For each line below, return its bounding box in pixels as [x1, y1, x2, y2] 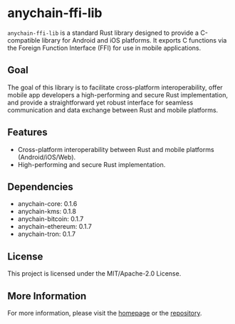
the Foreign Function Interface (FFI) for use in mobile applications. [7, 43, 202, 52]
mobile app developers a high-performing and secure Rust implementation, [7, 90, 228, 99]
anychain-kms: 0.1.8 [17, 207, 77, 216]
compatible [7, 36, 41, 44]
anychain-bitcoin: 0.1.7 [17, 215, 84, 223]
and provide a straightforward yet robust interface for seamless [7, 98, 194, 107]
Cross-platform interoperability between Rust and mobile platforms [17, 145, 215, 153]
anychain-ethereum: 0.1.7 [17, 222, 93, 231]
